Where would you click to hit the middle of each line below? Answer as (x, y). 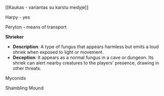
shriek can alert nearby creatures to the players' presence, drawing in (86, 63)
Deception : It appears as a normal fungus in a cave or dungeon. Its (83, 57)
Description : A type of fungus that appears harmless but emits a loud (86, 47)
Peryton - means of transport (36, 27)
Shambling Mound (24, 88)
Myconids (16, 78)
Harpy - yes (18, 17)
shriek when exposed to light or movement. (58, 52)
